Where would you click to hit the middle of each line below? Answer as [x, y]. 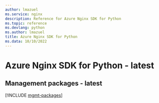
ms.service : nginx [24, 14]
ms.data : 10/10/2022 [26, 41]
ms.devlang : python [25, 28]
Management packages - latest [54, 83]
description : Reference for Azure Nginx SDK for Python [63, 19]
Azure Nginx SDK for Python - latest [80, 65]
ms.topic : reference [26, 23]
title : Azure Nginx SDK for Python [41, 37]
